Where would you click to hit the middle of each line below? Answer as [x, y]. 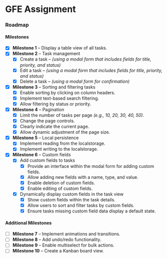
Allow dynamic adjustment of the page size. [65, 132]
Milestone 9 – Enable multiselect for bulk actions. [63, 245]
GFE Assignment [40, 9]
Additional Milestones [28, 223]
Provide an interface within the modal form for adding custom [91, 166]
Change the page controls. [47, 121]
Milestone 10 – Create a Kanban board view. [58, 251]
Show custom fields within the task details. [71, 199]
